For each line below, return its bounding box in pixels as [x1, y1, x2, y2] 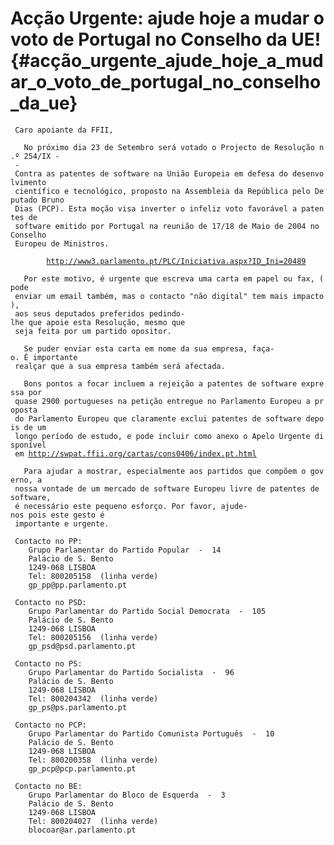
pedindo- [148, 308, 186, 319]
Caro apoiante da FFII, [14, 125, 114, 135]
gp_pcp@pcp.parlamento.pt [28, 763, 137, 774]
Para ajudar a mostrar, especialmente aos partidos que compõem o [23, 466, 307, 476]
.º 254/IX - [10, 151, 60, 161]
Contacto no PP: [14, 536, 83, 546]
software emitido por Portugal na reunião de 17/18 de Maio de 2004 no [14, 221, 320, 231]
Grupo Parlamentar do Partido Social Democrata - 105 [28, 606, 267, 616]
